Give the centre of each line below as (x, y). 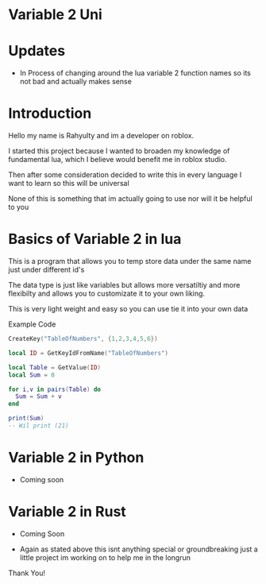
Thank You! (27, 573)
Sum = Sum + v (39, 396)
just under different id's (46, 269)
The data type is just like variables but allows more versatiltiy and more (124, 285)
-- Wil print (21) (39, 426)
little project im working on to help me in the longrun (105, 557)
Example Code (32, 324)
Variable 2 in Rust (67, 512)
